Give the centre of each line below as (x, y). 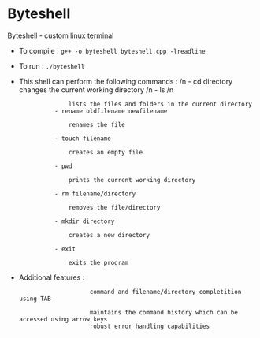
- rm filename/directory (95, 194)
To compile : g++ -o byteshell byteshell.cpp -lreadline (112, 50)
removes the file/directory (115, 207)
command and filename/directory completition (165, 292)
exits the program (99, 262)
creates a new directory (110, 235)
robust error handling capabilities (150, 326)
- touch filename (82, 139)
